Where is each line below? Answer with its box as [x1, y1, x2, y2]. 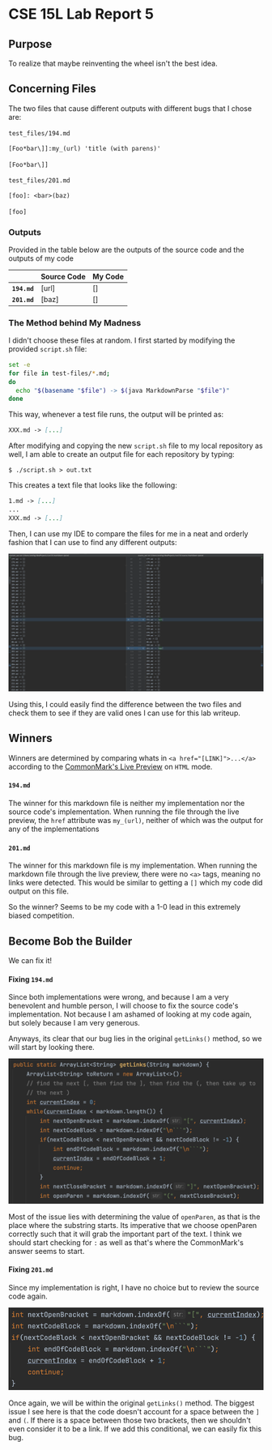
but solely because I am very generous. [8, 1018, 140, 1028]
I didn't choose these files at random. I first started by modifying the [8, 335, 236, 345]
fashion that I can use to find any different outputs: [8, 537, 177, 547]
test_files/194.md [8, 129, 70, 138]
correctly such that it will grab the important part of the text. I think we [8, 1229, 243, 1239]
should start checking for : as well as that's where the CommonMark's [8, 1237, 244, 1247]
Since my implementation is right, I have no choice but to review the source [8, 1282, 260, 1292]
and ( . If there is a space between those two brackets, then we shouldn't [8, 1415, 251, 1425]
